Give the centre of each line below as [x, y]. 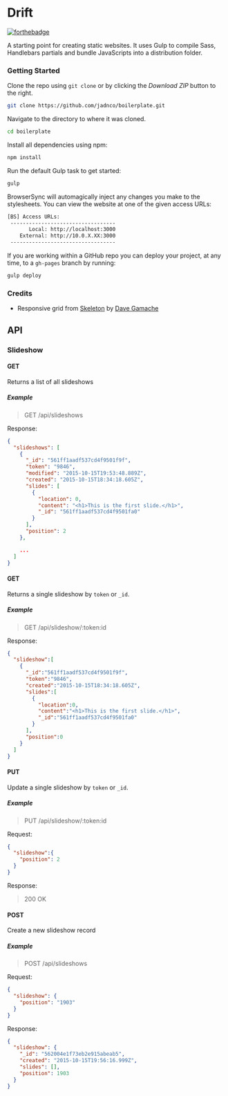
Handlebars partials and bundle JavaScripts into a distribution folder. [105, 53]
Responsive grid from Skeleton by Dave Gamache [88, 309]
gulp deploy [24, 276]
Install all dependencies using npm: [57, 145]
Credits [20, 293]
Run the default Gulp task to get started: [64, 170]
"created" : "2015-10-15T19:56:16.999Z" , [78, 1061]
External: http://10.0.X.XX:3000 [68, 236]
